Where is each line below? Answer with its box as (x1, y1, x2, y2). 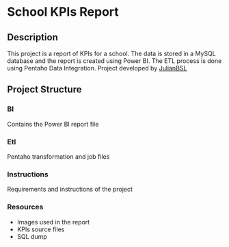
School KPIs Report (7, 4, 120, 20)
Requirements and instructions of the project (7, 185, 133, 194)
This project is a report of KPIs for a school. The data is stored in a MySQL (7, 49, 217, 57)
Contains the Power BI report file (7, 120, 99, 128)
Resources (7, 203, 44, 212)
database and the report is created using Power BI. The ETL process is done (7, 57, 222, 65)
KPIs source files (16, 225, 65, 233)
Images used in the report (16, 218, 90, 226)
